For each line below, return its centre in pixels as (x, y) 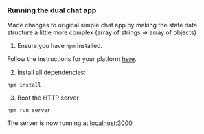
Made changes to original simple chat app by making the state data (102, 25)
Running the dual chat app (52, 10)
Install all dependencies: (51, 72)
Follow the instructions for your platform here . (72, 59)
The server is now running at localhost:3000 (70, 123)
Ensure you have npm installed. (60, 46)
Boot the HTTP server (48, 98)
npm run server (29, 111)
